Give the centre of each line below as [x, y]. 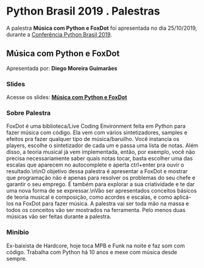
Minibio [18, 232]
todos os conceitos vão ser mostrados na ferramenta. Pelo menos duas [96, 210]
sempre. [17, 258]
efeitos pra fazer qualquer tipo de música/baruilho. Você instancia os [93, 139]
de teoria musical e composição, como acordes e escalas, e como [89, 197]
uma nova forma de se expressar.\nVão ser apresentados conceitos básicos [101, 191]
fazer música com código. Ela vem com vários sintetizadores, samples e [97, 132]
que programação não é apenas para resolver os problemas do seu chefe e [101, 178]
